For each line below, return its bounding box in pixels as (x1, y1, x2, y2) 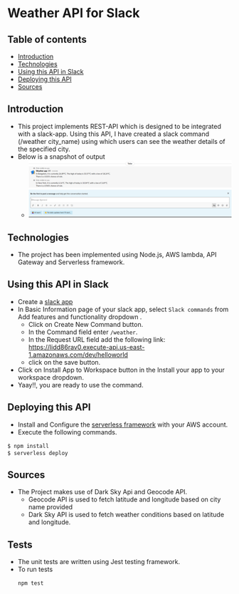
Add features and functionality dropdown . (17, 312, 142, 321)
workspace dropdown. (17, 372, 84, 382)
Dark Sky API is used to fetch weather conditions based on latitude (28, 511, 225, 519)
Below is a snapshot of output (17, 152, 105, 161)
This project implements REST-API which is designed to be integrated (17, 122, 222, 130)
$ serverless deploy (7, 449, 69, 457)
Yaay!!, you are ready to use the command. (17, 380, 144, 389)
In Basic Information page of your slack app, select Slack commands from (17, 305, 229, 313)
